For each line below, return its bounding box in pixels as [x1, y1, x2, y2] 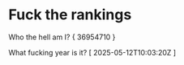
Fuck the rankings [8, 6, 132, 24]
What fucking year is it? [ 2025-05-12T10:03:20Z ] [8, 47, 177, 57]
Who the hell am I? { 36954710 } [8, 32, 116, 42]
